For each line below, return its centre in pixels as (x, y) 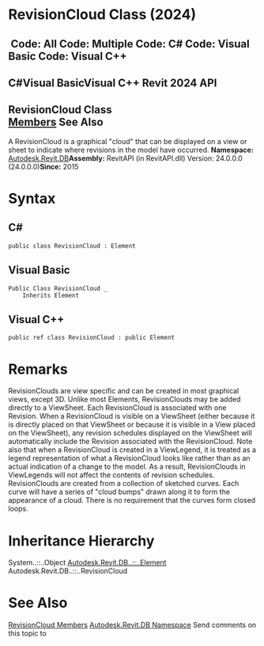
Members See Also (56, 122)
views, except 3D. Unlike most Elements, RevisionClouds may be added (124, 399)
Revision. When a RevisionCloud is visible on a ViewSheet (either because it (132, 416)
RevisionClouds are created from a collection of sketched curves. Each (124, 484)
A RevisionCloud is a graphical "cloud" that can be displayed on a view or (128, 141)
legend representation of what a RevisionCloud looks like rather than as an (129, 458)
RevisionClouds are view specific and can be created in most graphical (124, 391)
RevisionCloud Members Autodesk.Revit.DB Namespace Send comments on (132, 625)
